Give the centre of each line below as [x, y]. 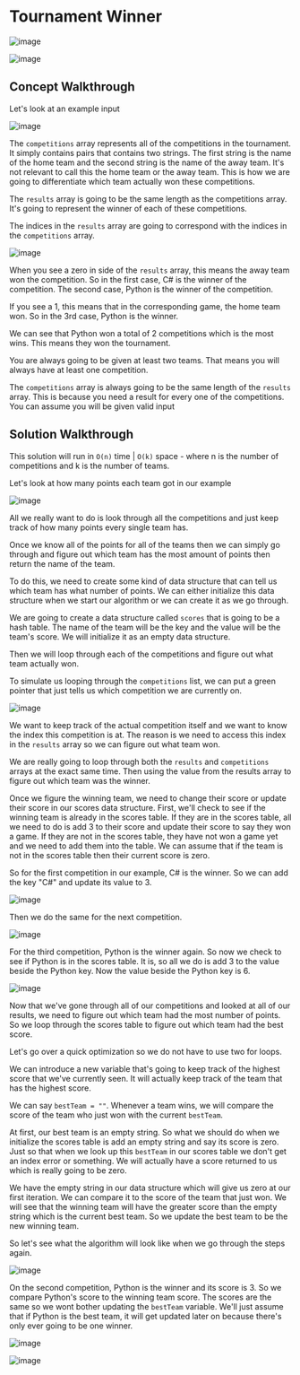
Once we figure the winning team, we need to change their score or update [148, 798]
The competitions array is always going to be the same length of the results [150, 387]
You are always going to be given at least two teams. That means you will [145, 360]
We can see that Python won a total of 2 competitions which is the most [141, 333]
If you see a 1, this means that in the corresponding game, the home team [145, 306]
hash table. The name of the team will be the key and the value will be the [145, 627]
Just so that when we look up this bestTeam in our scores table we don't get [148, 1151]
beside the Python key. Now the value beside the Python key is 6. [130, 970]
